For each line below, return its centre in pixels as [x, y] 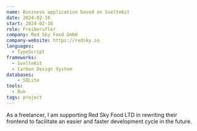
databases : [20, 75]
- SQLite [28, 80]
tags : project [24, 97]
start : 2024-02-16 [30, 23]
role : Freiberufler [31, 29]
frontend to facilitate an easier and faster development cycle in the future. [99, 121]
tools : [15, 86]
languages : [20, 47]
